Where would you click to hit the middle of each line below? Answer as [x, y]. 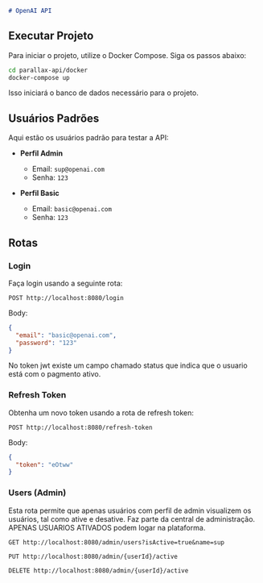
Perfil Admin [41, 153]
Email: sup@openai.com [68, 169]
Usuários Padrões [54, 118]
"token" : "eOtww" [45, 464]
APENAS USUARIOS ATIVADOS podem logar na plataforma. [107, 527]
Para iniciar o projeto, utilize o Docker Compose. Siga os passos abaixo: [127, 55]
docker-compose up [39, 77]
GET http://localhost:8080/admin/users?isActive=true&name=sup [117, 542]
